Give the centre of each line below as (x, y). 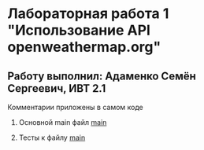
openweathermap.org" (84, 47)
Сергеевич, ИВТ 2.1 (57, 88)
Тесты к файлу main (52, 137)
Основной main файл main (63, 122)
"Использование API (79, 30)
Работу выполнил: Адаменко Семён (102, 76)
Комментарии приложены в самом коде (75, 107)
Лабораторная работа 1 (88, 14)
